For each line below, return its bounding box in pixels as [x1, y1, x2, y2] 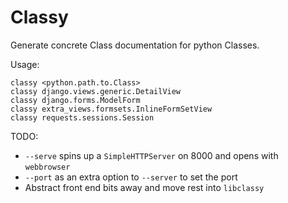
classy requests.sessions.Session [10, 112, 155, 123]
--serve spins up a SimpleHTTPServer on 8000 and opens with [24, 149, 279, 161]
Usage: [10, 58, 40, 70]
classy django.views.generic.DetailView [10, 86, 182, 96]
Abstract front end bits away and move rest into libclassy [24, 181, 265, 193]
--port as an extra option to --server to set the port [24, 171, 238, 183]
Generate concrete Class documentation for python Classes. [10, 39, 260, 51]
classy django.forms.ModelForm [10, 95, 141, 105]
